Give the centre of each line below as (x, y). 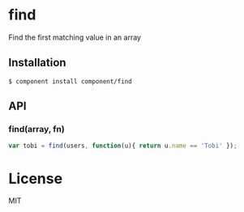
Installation (37, 63)
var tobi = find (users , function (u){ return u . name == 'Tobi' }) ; (123, 146)
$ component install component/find (70, 81)
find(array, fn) (36, 129)
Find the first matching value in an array (75, 37)
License (36, 178)
